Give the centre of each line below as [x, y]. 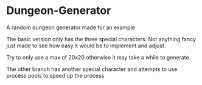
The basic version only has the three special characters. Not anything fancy [101, 39]
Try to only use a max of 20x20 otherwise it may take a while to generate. [99, 57]
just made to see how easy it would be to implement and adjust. [86, 46]
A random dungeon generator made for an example [71, 27]
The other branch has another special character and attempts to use [92, 69]
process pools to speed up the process [55, 75]
